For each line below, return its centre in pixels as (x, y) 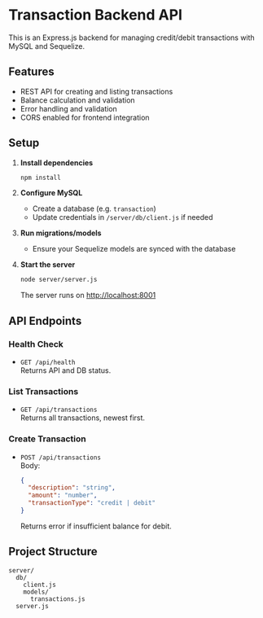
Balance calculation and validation (78, 100)
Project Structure (53, 552)
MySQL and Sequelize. (47, 46)
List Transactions (44, 391)
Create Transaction (48, 439)
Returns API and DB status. (66, 370)
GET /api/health (48, 362)
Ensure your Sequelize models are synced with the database (134, 249)
